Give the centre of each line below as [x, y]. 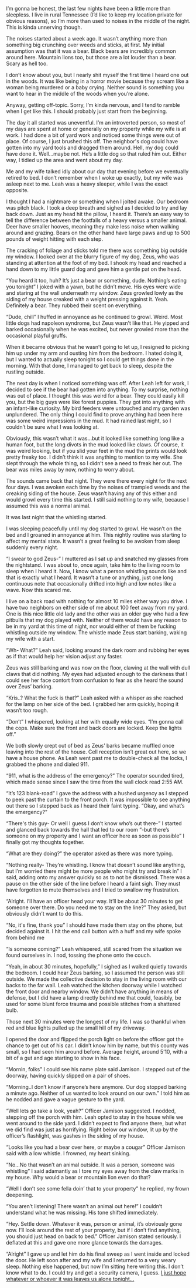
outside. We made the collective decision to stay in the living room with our [97, 979]
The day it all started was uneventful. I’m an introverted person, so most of [96, 122]
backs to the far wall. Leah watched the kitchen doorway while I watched [94, 985]
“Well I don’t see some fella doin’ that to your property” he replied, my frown [98, 1188]
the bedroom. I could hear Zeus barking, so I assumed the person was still [95, 973]
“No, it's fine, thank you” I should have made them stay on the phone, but [94, 925]
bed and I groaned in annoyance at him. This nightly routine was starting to [97, 535]
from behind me [25, 937]
